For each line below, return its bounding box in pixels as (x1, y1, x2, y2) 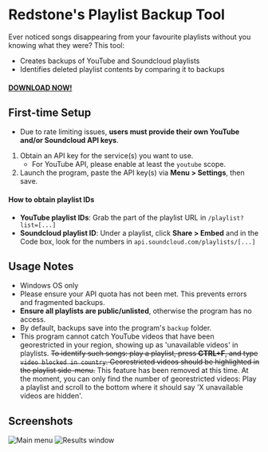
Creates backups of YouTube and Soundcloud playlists (19, 56, 200, 65)
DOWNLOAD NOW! (8, 82, 73, 93)
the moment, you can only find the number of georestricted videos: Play (19, 374, 257, 384)
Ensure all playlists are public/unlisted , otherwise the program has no (19, 306, 253, 316)
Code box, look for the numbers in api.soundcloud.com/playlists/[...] (19, 236, 256, 246)
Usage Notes (8, 260, 74, 273)
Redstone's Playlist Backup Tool (8, 6, 226, 24)
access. (19, 315, 46, 324)
